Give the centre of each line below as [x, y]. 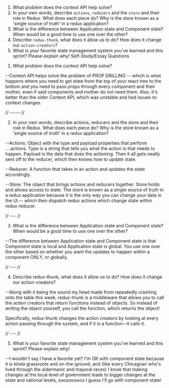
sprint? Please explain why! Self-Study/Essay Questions [71, 56]
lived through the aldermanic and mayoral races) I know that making [76, 369]
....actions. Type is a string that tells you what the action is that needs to [80, 148]
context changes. [23, 103]
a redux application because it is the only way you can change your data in [83, 195]
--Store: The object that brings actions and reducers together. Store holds [82, 184]
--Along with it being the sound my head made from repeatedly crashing [81, 292]
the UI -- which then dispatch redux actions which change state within [79, 201]
